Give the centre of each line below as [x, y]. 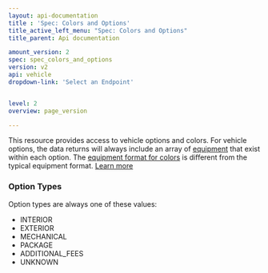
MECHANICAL [43, 236]
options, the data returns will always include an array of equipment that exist [134, 149]
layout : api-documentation [53, 16]
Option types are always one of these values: [83, 204]
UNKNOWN [39, 262]
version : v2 [28, 67]
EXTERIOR [37, 227]
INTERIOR [36, 220]
